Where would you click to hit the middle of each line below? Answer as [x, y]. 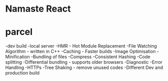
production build [22, 73]
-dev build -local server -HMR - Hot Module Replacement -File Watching [81, 46]
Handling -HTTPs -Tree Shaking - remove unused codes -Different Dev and [84, 68]
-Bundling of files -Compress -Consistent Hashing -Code [91, 57]
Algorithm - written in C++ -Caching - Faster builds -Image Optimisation [80, 52]
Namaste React [38, 9]
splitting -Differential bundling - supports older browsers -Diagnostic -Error [84, 62]
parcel [19, 32]
